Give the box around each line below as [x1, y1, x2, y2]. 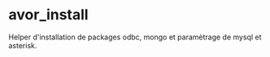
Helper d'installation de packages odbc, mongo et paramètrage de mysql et [8, 32, 262, 42]
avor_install [8, 6, 89, 24]
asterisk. [8, 40, 37, 50]
